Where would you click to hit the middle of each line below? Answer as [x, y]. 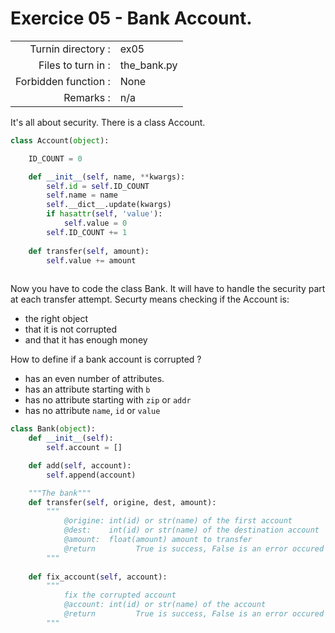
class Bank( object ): [53, 429]
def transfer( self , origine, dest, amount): [122, 502]
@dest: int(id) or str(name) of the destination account [191, 530]
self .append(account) [91, 475]
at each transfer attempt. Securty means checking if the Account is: [150, 299]
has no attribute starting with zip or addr [108, 400]
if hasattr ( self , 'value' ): [104, 214]
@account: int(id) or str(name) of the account [165, 605]
